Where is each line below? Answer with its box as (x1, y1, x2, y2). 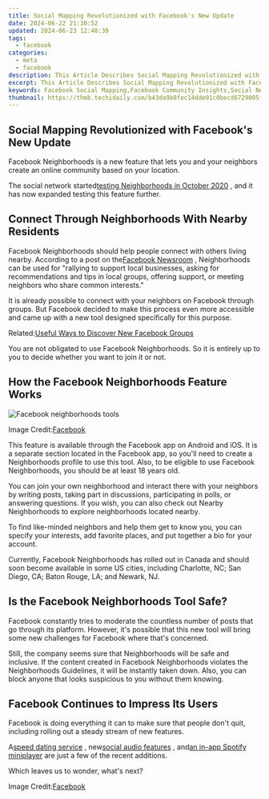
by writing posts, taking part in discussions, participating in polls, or (8, 489, 231, 499)
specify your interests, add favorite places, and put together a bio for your (8, 530, 252, 540)
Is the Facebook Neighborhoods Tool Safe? (8, 595, 228, 609)
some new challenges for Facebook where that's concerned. (8, 633, 209, 642)
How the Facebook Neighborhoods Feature (8, 375, 227, 389)
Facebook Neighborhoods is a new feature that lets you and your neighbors (8, 157, 258, 166)
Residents (8, 225, 60, 238)
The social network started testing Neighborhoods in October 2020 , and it (8, 181, 253, 190)
